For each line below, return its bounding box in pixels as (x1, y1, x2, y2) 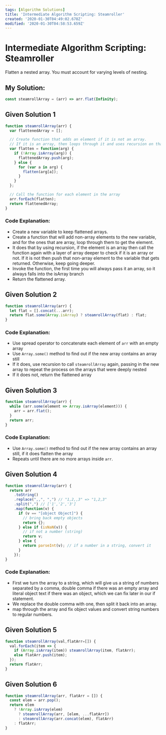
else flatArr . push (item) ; (14, 653, 68, 658)
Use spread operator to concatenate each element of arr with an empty (12, 340, 159, 346)
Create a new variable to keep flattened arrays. (12, 229, 108, 235)
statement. (12, 595, 35, 601)
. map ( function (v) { (14, 506, 54, 511)
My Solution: (5, 84, 45, 92)
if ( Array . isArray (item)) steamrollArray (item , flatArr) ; (14, 648, 136, 653)
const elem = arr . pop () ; (9, 698, 61, 703)
